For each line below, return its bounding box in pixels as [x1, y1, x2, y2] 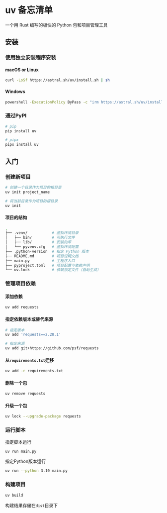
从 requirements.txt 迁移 [5, 357, 54, 363]
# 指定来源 [5, 341, 25, 346]
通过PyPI [5, 112, 27, 119]
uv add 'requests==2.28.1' [5, 332, 61, 337]
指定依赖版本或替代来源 [5, 316, 53, 322]
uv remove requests [5, 391, 46, 396]
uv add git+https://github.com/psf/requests [5, 346, 99, 351]
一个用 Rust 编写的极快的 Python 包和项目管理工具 [5, 22, 108, 28]
